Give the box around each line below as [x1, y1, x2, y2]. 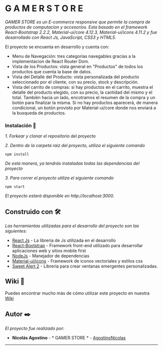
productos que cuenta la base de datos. [12, 68, 92, 74]
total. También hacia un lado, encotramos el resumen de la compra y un [12, 94, 156, 100]
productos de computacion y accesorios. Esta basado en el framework [5, 24, 148, 30]
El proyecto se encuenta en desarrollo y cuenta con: [5, 44, 110, 50]
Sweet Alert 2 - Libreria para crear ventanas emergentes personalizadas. [12, 263, 158, 269]
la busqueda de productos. [12, 110, 66, 116]
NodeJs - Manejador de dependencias [12, 253, 90, 259]
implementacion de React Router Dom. [12, 58, 90, 64]
